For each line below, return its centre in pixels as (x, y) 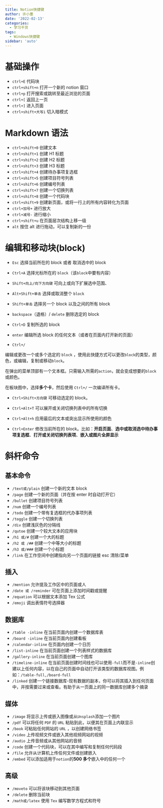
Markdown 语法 (37, 133)
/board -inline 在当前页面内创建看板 (49, 638)
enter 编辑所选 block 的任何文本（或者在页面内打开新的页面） (74, 335)
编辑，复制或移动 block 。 (42, 360)
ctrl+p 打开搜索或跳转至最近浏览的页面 (51, 93)
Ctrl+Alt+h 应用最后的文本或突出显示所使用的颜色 (62, 418)
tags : (10, 32)
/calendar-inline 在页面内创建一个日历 (51, 645)
